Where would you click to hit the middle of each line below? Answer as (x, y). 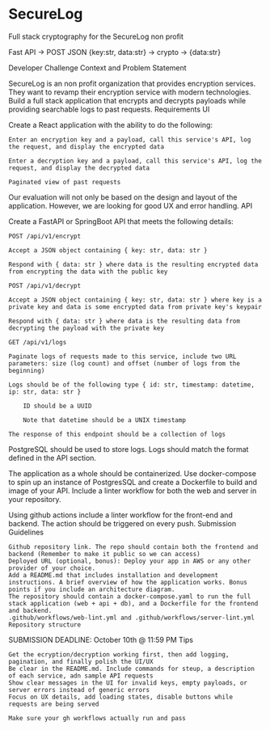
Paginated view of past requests (65, 182)
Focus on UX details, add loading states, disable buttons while (120, 697)
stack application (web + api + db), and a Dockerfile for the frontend (133, 603)
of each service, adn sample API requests (81, 676)
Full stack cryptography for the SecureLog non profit (96, 36)
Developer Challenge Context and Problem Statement (98, 68)
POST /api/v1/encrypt (45, 236)
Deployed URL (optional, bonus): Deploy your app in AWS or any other (130, 561)
